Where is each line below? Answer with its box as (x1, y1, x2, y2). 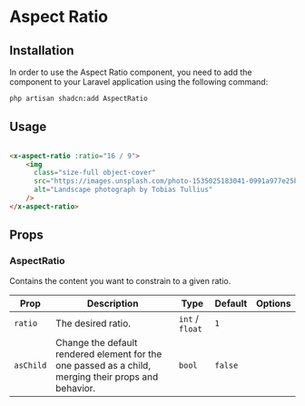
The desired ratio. (55, 317, 132, 330)
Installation (9, 43, 74, 58)
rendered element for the (55, 348, 162, 360)
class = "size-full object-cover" (33, 168, 156, 178)
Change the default (55, 336, 138, 349)
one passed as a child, (55, 359, 152, 371)
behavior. (55, 381, 96, 394)
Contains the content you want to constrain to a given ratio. (9, 275, 231, 286)
